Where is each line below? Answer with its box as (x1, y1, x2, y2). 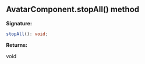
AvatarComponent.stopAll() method (6, 5, 140, 14)
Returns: (6, 42, 28, 48)
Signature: (6, 20, 32, 27)
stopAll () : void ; (6, 31, 48, 37)
